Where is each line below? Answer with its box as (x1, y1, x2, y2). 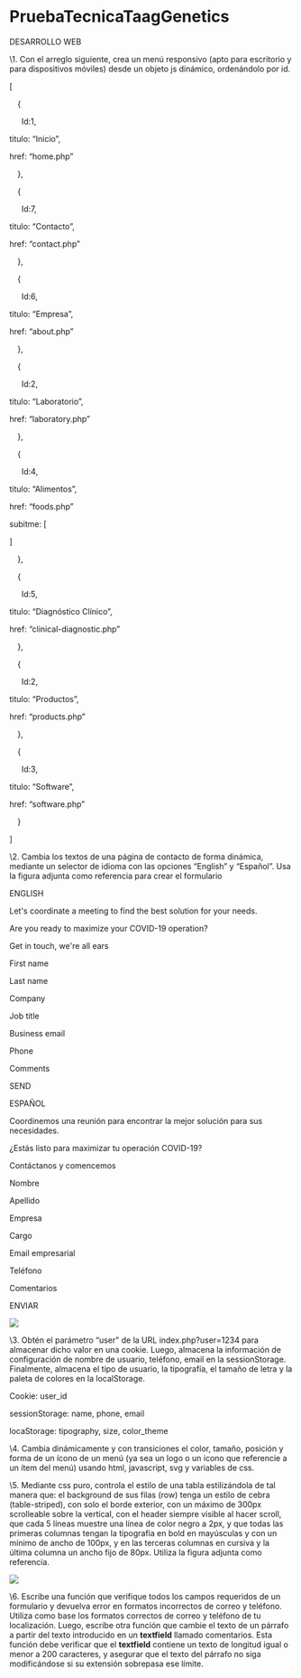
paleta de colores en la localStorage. (9, 1373, 146, 1383)
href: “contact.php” (9, 238, 81, 249)
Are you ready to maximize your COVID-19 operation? (9, 923, 209, 933)
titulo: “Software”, (9, 781, 75, 792)
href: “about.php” (9, 325, 74, 336)
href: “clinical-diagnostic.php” (9, 623, 121, 634)
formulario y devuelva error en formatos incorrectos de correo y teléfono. (9, 1600, 282, 1611)
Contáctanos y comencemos (9, 1159, 117, 1171)
